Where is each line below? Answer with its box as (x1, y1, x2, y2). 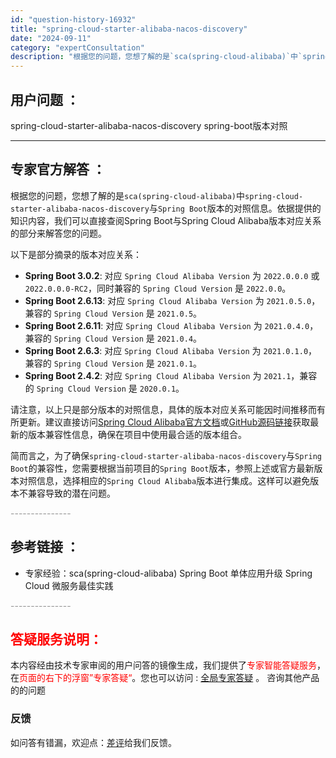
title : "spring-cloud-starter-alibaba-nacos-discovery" (10, 24, 248, 34)
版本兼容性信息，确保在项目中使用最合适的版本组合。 (27, 428, 247, 440)
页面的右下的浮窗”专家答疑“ (19, 672, 133, 684)
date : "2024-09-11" (10, 33, 92, 43)
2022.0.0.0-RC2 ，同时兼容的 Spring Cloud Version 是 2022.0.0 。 (24, 282, 292, 294)
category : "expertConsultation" (10, 42, 145, 53)
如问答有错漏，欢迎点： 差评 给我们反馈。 (10, 736, 177, 748)
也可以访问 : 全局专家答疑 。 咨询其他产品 (149, 672, 320, 684)
